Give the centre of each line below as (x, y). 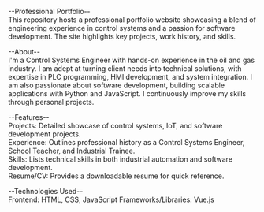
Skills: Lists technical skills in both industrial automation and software (121, 159)
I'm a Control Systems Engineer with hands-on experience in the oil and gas (131, 60)
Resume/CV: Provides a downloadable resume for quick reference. (116, 176)
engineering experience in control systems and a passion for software (122, 28)
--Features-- (29, 117)
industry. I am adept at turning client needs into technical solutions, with (125, 69)
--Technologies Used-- (46, 191)
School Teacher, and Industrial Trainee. (72, 151)
